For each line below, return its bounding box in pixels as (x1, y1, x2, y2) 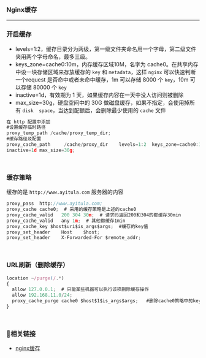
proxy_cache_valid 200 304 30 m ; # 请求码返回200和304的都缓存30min (6, 211, 181, 218)
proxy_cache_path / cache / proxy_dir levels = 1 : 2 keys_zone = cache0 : (6, 142, 199, 148)
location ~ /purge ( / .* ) (6, 275, 64, 281)
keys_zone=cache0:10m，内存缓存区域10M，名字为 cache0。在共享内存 (15, 60, 199, 68)
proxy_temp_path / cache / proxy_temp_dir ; (6, 130, 112, 136)
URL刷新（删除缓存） (6, 261, 69, 269)
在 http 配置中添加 (6, 118, 51, 125)
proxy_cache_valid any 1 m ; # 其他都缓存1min (6, 218, 126, 224)
